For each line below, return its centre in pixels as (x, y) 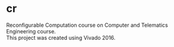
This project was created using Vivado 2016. (61, 37)
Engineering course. (31, 31)
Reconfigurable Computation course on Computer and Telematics (87, 25)
